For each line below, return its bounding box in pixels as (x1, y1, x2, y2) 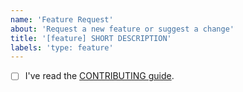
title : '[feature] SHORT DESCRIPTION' (10, 33, 172, 43)
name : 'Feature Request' (10, 14, 114, 25)
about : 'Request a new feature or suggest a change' (10, 24, 235, 34)
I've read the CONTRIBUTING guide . (24, 70, 175, 82)
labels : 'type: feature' (10, 42, 114, 53)
